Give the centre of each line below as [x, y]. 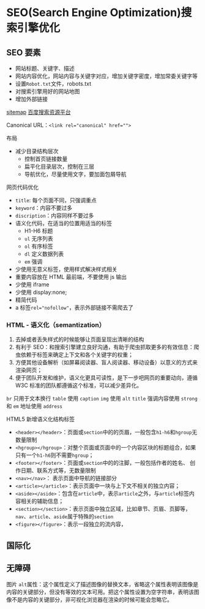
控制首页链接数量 [46, 159]
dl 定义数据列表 [44, 254]
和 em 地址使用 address [35, 406]
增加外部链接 [31, 99]
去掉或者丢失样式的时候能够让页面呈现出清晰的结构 [80, 339]
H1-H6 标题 [39, 231]
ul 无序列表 [39, 239]
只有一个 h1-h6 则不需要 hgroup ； [54, 455]
